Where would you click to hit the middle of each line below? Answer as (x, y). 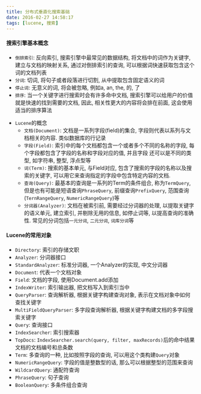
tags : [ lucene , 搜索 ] (32, 23)
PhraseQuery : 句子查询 (42, 377)
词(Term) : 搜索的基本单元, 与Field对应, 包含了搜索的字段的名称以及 (105, 168)
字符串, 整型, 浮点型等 (64, 160)
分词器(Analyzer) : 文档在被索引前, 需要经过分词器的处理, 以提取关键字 (109, 205)
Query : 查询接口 (34, 324)
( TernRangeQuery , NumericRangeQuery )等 (72, 198)
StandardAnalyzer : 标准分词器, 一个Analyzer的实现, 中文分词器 (91, 264)
